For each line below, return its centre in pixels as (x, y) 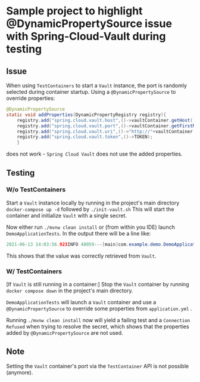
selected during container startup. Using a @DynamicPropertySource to (91, 92)
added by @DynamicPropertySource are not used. (65, 332)
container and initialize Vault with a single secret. (66, 215)
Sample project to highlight (74, 11)
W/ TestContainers (34, 271)
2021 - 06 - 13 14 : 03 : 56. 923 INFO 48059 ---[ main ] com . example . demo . (85, 244)
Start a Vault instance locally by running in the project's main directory (93, 203)
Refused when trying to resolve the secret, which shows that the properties (98, 326)
